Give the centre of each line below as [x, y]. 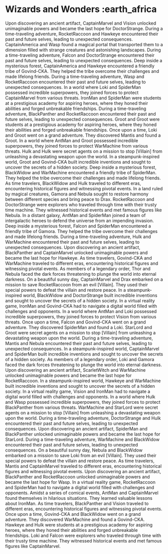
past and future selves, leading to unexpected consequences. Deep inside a [84, 60]
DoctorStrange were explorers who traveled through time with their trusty [81, 204]
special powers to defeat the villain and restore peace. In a [66, 290]
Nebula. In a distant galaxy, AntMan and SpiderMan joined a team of [75, 215]
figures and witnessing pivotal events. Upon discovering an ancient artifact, [83, 471]
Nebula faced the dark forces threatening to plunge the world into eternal [81, 274]
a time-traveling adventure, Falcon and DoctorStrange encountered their [80, 55]
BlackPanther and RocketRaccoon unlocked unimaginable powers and [78, 477]
